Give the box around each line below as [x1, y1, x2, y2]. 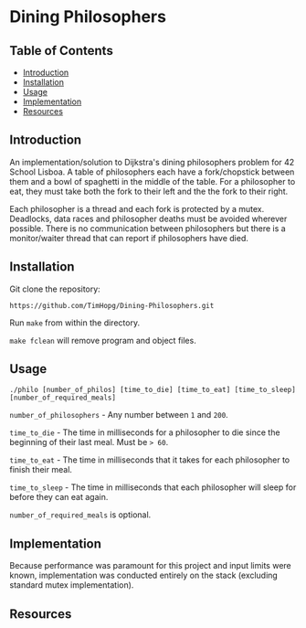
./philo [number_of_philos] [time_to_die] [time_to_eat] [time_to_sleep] [9, 386, 297, 395]
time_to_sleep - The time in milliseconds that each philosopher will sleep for [9, 482, 297, 493]
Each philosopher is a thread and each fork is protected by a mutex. [9, 203, 265, 214]
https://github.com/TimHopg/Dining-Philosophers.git [9, 301, 215, 310]
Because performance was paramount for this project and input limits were [9, 560, 292, 571]
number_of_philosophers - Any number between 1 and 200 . [9, 410, 228, 420]
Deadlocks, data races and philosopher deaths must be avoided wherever [9, 213, 288, 224]
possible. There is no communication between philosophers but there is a [9, 222, 286, 234]
